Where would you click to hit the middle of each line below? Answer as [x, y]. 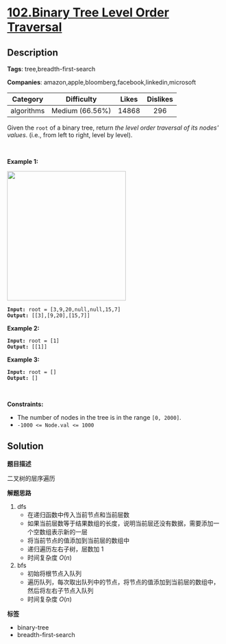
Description [33, 52]
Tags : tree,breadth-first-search [51, 69]
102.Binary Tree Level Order [88, 13]
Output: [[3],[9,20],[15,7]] [49, 315]
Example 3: [23, 359]
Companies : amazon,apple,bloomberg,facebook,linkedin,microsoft [102, 82]
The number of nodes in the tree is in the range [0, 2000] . [99, 417]
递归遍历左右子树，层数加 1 [65, 549]
